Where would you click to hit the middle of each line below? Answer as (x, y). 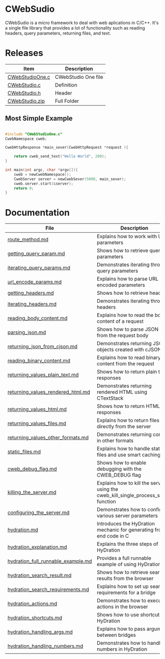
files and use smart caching (128, 455)
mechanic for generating (125, 530)
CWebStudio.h (24, 93)
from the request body (123, 336)
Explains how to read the (125, 315)
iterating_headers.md (32, 304)
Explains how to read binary (129, 358)
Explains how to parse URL (127, 279)
